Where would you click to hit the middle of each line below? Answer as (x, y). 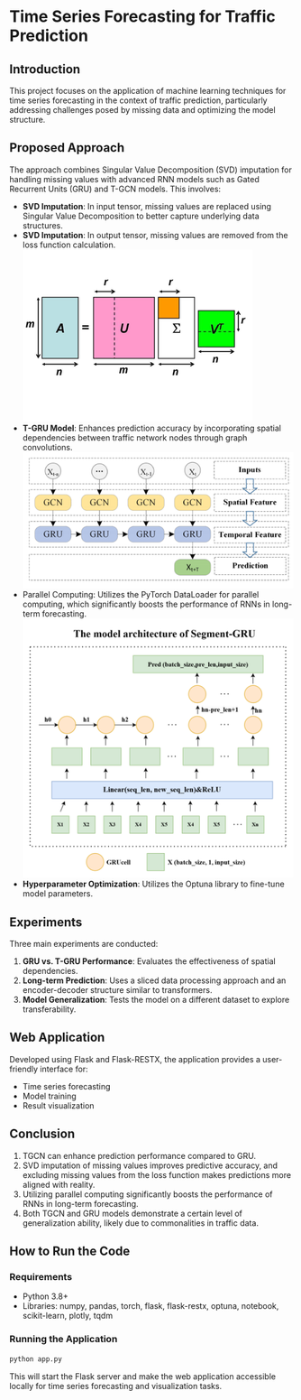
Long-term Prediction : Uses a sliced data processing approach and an (154, 980)
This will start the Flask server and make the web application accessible (143, 1376)
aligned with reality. (59, 1184)
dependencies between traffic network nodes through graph (135, 437)
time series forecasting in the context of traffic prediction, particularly (138, 100)
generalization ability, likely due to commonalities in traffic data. (141, 1223)
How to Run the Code (70, 1252)
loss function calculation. (69, 245)
